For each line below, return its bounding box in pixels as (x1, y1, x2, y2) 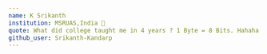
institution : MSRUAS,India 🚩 (8, 19, 106, 27)
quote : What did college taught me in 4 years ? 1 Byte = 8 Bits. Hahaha (8, 26, 260, 34)
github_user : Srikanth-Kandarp (8, 33, 113, 42)
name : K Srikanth (8, 11, 66, 20)
